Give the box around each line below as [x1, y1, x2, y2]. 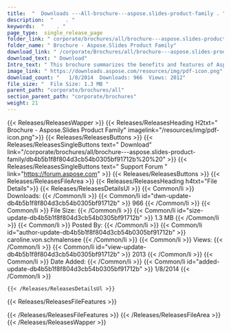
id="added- [186, 257, 220, 266]
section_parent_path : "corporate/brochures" [7, 94, 137, 100]
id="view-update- [96, 242, 146, 251]
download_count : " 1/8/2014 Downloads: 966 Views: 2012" [7, 74, 186, 81]
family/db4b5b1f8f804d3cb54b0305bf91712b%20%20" [7, 155, 166, 163]
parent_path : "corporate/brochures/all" [7, 87, 125, 94]
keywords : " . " [7, 23, 67, 30]
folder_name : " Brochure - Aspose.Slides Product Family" [7, 42, 177, 49]
